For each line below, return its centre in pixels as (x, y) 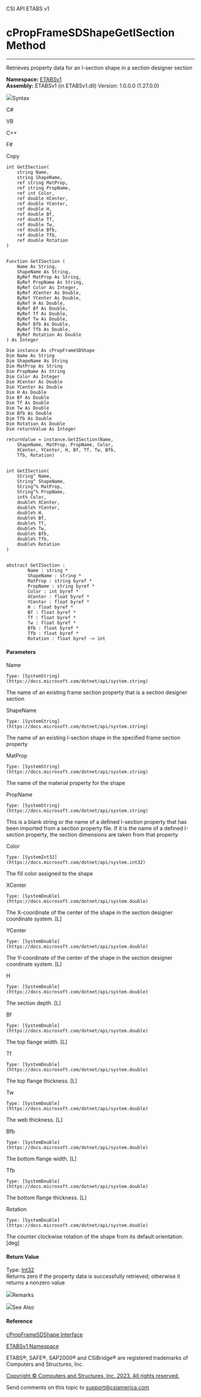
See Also (23, 1307)
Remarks (23, 1295)
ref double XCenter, (42, 198)
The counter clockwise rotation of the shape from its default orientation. (95, 1237)
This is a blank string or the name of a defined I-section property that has (97, 822)
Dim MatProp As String (34, 366)
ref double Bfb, (37, 230)
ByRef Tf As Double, (42, 314)
